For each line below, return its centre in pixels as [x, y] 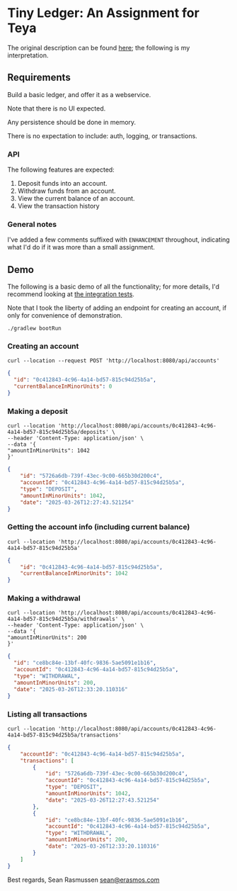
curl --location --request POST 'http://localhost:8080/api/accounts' [114, 361]
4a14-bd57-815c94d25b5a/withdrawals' [63, 619]
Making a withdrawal [44, 598]
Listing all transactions [47, 714]
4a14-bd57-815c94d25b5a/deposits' [58, 432]
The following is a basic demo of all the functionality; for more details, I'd [114, 287]
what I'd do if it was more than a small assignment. [81, 247]
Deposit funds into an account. [62, 184]
